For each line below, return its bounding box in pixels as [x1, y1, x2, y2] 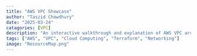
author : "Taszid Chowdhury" [6, 14, 75, 20]
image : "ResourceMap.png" [6, 41, 69, 47]
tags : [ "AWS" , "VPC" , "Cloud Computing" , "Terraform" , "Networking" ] [6, 36, 180, 41]
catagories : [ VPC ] [6, 24, 51, 31]
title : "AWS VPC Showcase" [6, 8, 72, 15]
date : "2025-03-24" [6, 19, 54, 25]
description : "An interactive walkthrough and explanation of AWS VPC [6, 30, 182, 36]
